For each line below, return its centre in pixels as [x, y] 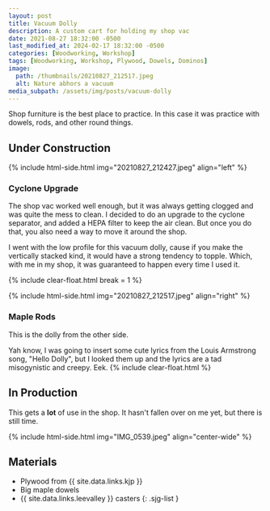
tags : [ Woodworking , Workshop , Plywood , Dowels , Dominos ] [108, 61]
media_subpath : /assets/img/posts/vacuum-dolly [90, 91]
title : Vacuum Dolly [43, 23]
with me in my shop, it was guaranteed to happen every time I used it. [124, 264]
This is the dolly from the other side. [69, 334]
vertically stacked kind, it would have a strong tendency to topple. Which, [131, 256]
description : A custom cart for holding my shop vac [99, 31]
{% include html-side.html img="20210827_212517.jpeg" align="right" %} [129, 296]
